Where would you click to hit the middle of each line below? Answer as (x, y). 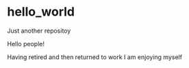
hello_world (41, 12)
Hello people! (26, 44)
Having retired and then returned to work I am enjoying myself (95, 57)
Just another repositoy (39, 31)
